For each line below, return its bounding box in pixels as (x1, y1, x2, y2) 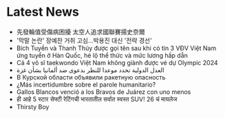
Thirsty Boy (16, 102, 50, 110)
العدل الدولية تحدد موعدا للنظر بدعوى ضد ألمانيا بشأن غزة (16, 66, 164, 74)
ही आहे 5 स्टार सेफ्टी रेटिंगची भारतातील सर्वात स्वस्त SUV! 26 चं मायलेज (16, 95, 178, 103)
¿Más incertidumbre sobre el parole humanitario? (16, 80, 156, 88)
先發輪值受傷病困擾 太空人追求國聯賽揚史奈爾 (16, 27, 145, 36)
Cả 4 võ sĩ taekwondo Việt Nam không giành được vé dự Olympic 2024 (16, 58, 218, 67)
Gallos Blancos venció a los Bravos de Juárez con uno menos (16, 87, 191, 96)
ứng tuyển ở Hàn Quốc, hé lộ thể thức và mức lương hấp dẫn (16, 51, 189, 59)
